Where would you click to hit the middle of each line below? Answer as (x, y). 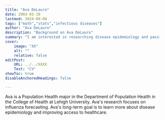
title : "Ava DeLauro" (27, 10)
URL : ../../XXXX (31, 64)
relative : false (31, 55)
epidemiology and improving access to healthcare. (56, 112)
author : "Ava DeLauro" (28, 28)
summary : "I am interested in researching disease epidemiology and (77, 37)
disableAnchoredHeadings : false (38, 78)
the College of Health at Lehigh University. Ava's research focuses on (75, 102)
